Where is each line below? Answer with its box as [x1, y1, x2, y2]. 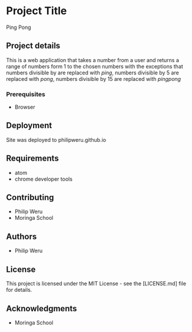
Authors [6, 232, 37, 242]
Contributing [6, 193, 54, 203]
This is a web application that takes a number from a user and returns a [6, 56, 180, 63]
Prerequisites [6, 90, 45, 98]
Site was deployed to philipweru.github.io [6, 136, 107, 143]
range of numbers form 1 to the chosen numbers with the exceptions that [6, 63, 184, 70]
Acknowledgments [6, 303, 78, 314]
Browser [14, 103, 35, 110]
